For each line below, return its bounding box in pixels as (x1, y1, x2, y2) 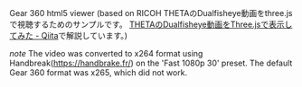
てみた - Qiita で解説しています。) (9, 30, 128, 40)
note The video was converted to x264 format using (9, 48, 203, 58)
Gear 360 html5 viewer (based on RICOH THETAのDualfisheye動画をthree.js (9, 8, 293, 18)
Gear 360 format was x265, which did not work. (9, 67, 188, 78)
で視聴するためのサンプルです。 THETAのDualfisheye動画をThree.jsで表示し (9, 19, 293, 30)
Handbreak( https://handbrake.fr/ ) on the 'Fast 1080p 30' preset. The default (9, 57, 293, 68)
